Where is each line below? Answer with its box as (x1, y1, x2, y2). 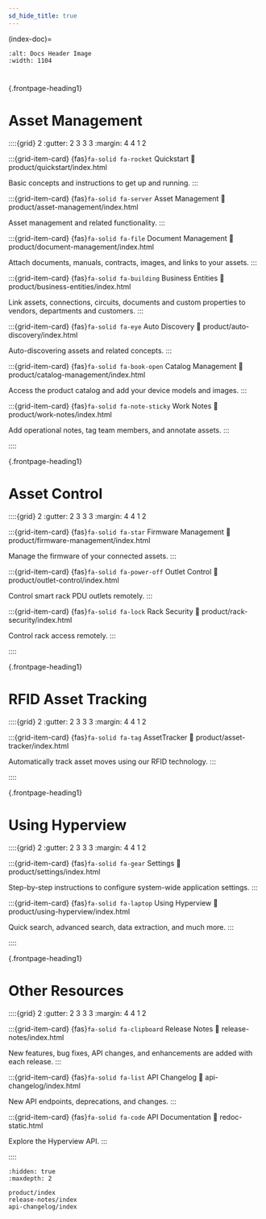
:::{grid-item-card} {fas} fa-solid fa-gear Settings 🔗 (8, 858, 181, 868)
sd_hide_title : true (8, 11, 78, 20)
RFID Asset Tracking (8, 690, 148, 708)
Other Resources (8, 981, 124, 1000)
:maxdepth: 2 (8, 1174, 52, 1183)
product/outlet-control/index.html (8, 575, 119, 585)
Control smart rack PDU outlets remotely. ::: (8, 591, 153, 600)
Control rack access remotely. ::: (8, 630, 116, 641)
